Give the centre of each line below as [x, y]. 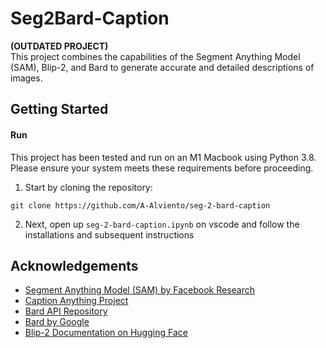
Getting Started [59, 109]
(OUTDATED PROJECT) [59, 46]
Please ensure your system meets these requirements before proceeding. [162, 168]
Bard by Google [57, 322]
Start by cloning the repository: [88, 187]
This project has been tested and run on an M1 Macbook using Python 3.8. [163, 157]
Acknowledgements [74, 265]
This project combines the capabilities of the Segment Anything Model [155, 56]
